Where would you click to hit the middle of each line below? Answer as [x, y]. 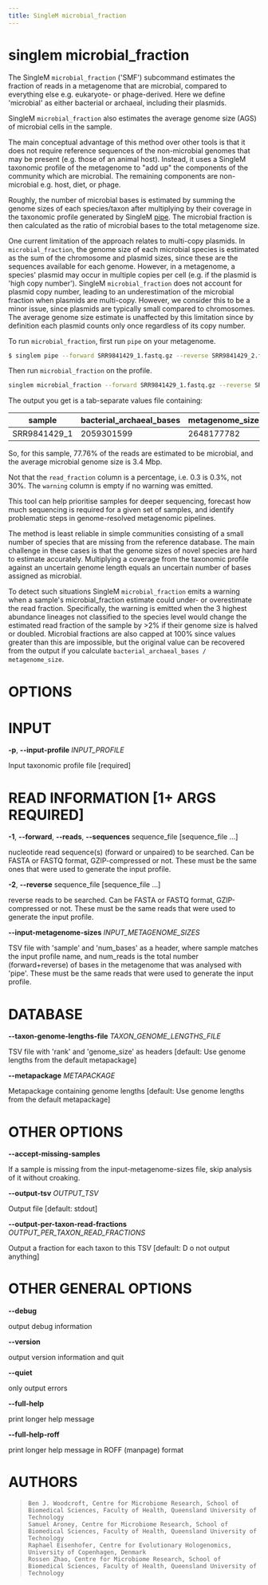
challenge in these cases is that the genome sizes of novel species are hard [133, 550]
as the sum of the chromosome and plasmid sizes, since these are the [123, 258]
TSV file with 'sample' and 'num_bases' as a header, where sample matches [133, 948]
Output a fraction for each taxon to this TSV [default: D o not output [119, 1248]
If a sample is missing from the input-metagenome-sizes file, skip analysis [130, 1169]
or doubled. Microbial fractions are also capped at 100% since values [122, 634]
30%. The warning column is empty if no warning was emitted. [111, 486]
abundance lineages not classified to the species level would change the [128, 617]
